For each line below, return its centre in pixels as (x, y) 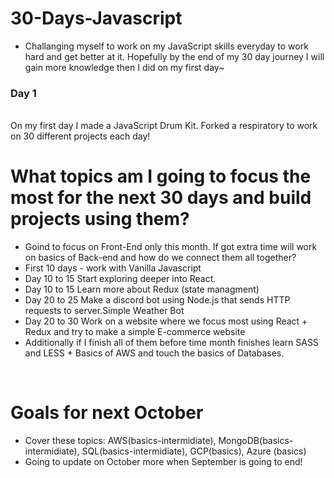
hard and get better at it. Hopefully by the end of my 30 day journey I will (174, 56)
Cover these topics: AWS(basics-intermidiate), (120, 441)
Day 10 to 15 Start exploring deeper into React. (120, 279)
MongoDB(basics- (256, 441)
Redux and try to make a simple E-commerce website (135, 332)
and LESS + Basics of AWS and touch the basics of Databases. (154, 353)
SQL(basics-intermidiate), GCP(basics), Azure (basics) (194, 451)
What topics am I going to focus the (161, 176)
